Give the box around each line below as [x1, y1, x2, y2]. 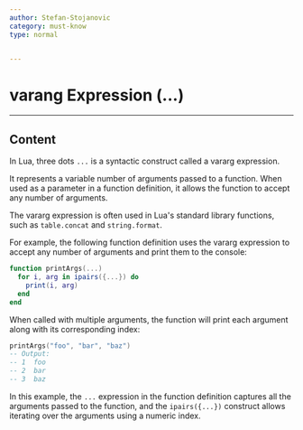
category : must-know [9, 22, 87, 31]
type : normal [9, 30, 59, 39]
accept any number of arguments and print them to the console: [9, 247, 248, 257]
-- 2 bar [9, 367, 47, 376]
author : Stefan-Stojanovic [9, 13, 111, 23]
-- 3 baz [9, 375, 47, 384]
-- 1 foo [9, 358, 47, 367]
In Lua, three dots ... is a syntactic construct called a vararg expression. [9, 155, 280, 167]
